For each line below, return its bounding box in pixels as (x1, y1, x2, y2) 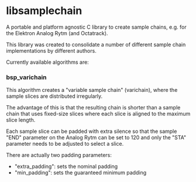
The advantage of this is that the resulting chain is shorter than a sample (6, 104, 181, 111)
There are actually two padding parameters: (6, 152, 112, 159)
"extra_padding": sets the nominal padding (14, 163, 118, 170)
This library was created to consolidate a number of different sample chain (6, 41, 186, 48)
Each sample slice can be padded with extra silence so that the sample (6, 128, 177, 135)
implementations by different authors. (6, 47, 97, 54)
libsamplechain (6, 4, 82, 18)
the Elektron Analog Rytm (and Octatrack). (6, 29, 108, 36)
